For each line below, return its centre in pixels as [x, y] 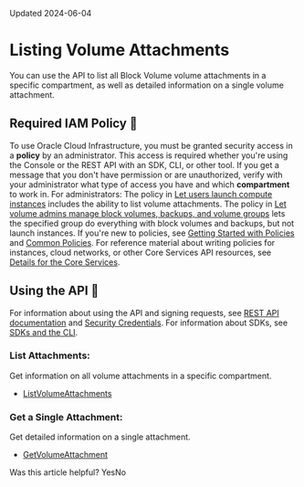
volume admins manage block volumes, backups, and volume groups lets [147, 213]
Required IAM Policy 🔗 [73, 124]
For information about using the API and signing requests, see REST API [145, 312]
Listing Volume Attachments [120, 50]
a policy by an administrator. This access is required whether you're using [149, 155]
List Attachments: [50, 355]
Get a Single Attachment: [66, 417]
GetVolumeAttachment [65, 455]
